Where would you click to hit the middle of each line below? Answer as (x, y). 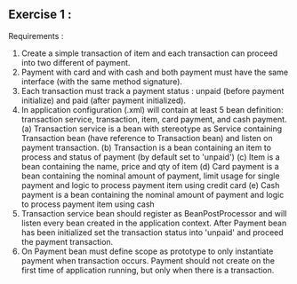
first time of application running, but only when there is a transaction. (148, 270)
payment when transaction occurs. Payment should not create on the (148, 260)
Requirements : (36, 35)
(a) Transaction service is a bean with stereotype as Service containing (152, 129)
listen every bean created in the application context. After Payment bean (154, 223)
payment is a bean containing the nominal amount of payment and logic (153, 194)
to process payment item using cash (88, 204)
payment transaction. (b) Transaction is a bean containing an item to (146, 147)
